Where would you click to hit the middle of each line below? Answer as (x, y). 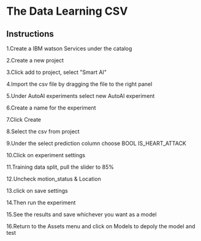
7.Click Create (24, 120)
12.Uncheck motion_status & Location (54, 179)
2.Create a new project (35, 60)
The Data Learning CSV (67, 11)
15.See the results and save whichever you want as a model (82, 214)
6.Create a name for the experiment (51, 108)
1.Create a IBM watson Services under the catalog (69, 48)
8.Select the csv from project (43, 132)
